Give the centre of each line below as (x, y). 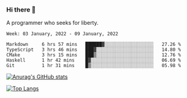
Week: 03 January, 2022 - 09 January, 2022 (62, 34)
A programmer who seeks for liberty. (52, 23)
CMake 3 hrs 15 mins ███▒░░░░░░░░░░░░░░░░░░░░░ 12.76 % (94, 55)
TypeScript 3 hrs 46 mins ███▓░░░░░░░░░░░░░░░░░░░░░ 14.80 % (94, 50)
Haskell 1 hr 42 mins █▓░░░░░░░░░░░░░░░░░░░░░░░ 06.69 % (94, 60)
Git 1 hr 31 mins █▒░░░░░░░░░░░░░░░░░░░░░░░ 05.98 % (94, 66)
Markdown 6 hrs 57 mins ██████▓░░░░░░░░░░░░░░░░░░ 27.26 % (94, 45)
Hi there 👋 (21, 10)
